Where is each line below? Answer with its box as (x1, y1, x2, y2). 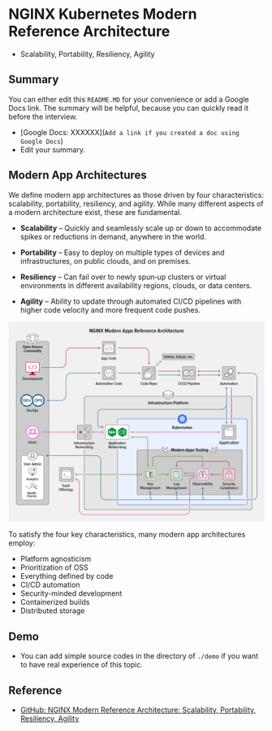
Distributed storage (19, 606, 85, 615)
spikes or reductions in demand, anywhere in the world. (19, 231, 207, 241)
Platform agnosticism (19, 554, 92, 564)
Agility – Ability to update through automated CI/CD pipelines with (19, 296, 242, 306)
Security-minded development (19, 589, 123, 598)
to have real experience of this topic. (19, 660, 144, 670)
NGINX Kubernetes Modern (8, 5, 197, 24)
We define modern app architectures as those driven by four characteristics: (8, 190, 264, 199)
